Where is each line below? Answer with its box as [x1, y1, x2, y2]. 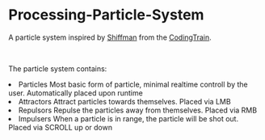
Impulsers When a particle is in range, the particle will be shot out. [19, 113, 239, 123]
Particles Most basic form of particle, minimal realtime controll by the [19, 79, 248, 89]
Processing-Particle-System [8, 6, 204, 24]
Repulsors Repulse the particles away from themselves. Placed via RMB [19, 105, 257, 115]
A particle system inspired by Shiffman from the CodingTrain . [8, 32, 212, 42]
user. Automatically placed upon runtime [8, 87, 143, 98]
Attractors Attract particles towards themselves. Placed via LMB [19, 96, 232, 106]
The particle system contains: [8, 63, 107, 74]
